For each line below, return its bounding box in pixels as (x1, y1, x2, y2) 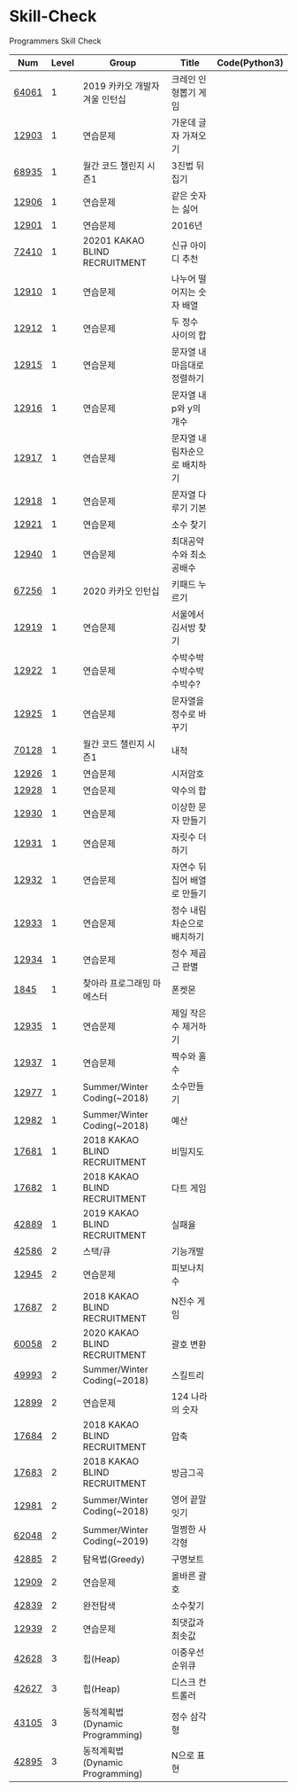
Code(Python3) (216, 56, 284, 68)
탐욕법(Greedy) (82, 1553, 146, 1565)
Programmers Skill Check (9, 35, 102, 46)
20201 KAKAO (82, 234, 145, 246)
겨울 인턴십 (82, 93, 126, 105)
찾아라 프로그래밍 (82, 977, 151, 989)
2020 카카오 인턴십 (82, 585, 160, 597)
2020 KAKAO (82, 1327, 140, 1339)
